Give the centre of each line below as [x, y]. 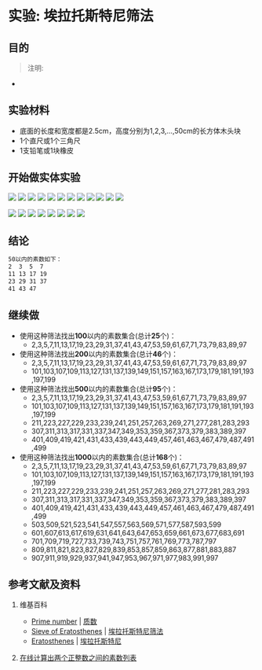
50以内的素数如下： [35, 260]
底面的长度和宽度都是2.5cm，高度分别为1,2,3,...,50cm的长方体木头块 [130, 131]
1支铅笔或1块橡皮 [47, 150]
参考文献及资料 [44, 585]
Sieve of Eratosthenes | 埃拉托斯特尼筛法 [97, 631]
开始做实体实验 [44, 178]
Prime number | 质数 [64, 621]
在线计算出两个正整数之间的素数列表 [78, 658]
